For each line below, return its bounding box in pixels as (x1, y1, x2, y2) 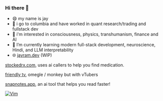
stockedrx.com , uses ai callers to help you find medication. (5, 62, 124, 68)
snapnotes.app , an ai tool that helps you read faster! (5, 81, 110, 87)
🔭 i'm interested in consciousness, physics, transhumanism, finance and (12, 32, 159, 37)
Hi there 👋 (5, 4, 29, 11)
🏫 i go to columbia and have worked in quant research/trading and (12, 21, 146, 27)
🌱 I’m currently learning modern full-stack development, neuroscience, (12, 42, 156, 48)
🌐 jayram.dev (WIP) (12, 52, 53, 58)
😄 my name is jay (12, 16, 49, 22)
